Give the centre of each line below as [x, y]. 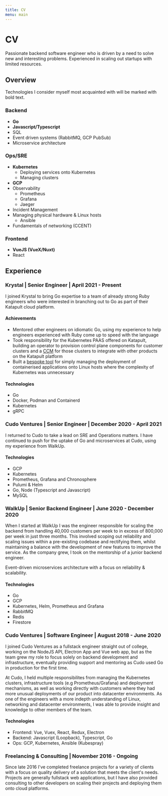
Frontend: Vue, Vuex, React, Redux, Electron [58, 732]
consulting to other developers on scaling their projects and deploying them [83, 783]
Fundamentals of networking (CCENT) [52, 226]
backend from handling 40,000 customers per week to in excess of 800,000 [84, 531]
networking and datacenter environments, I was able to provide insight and [82, 704]
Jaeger [27, 204]
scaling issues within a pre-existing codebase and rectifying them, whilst [80, 542]
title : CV [16, 10]
